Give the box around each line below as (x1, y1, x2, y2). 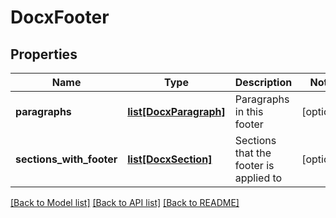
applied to (234, 171, 283, 185)
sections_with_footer (15, 152, 118, 166)
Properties (10, 46, 78, 63)
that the (234, 146, 272, 160)
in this (234, 105, 264, 118)
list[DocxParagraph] (127, 105, 226, 118)
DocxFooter (10, 6, 110, 29)
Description (234, 76, 293, 89)
